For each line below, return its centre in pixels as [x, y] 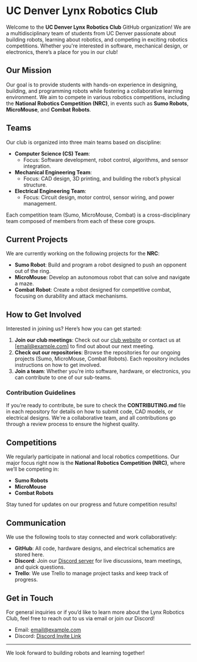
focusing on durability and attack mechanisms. [71, 296]
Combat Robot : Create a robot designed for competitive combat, [93, 290]
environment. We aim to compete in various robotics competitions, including [98, 97]
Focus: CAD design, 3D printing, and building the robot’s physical [102, 178]
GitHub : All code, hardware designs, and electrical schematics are [95, 548]
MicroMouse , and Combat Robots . [49, 109]
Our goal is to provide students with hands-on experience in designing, [92, 85]
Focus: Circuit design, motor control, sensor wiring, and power [99, 197]
